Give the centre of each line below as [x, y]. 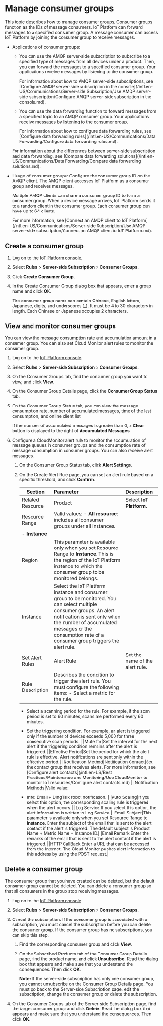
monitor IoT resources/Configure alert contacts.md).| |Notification [92, 782]
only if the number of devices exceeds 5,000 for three [81, 736]
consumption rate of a [79, 635]
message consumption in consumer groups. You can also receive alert [82, 450]
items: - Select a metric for [85, 693]
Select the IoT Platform [80, 586]
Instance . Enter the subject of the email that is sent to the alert [89, 823]
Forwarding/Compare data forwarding [103, 161]
